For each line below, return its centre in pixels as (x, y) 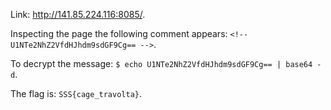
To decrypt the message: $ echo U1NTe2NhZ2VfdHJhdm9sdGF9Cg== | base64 (161, 63)
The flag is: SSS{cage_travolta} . (76, 93)
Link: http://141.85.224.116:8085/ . (78, 14)
